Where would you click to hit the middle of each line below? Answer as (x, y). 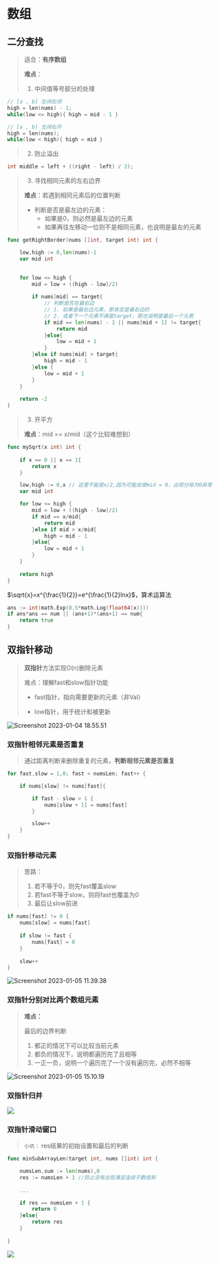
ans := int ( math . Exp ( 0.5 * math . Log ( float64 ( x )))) (78, 608)
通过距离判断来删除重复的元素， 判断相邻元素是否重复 (99, 761)
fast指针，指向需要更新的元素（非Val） (89, 697)
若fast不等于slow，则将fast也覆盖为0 (87, 895)
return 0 (44, 1209)
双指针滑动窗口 (32, 1130)
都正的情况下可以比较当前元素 (76, 1045)
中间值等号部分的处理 (64, 89)
